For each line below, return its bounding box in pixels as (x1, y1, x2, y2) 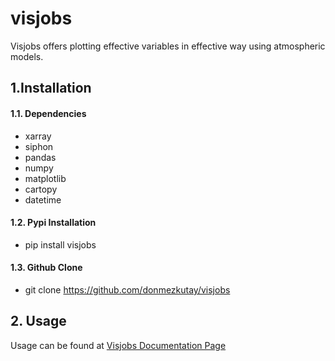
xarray (24, 130, 52, 142)
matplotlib (24, 172, 67, 184)
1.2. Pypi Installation (10, 217, 97, 229)
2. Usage (10, 313, 67, 330)
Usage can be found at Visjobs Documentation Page (10, 339, 227, 351)
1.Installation (10, 80, 92, 97)
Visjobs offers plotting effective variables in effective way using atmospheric (10, 40, 326, 52)
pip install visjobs (24, 238, 97, 251)
